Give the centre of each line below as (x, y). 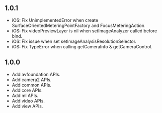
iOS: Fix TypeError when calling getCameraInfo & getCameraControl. (82, 46)
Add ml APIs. (25, 95)
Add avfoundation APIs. (36, 74)
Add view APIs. (27, 106)
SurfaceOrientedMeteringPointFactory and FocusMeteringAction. (79, 25)
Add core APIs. (27, 90)
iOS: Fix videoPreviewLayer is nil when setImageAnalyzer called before (84, 31)
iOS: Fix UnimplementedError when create (55, 20)
